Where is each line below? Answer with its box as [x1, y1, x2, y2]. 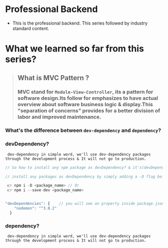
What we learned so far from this [5, 43, 144, 55]
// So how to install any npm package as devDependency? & [5, 165, 131, 170]
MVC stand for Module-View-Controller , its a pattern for [17, 89, 153, 96]
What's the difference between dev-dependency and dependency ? [5, 127, 161, 134]
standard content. [12, 25, 49, 31]
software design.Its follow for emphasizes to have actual [17, 95, 158, 102]
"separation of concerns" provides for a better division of [17, 107, 160, 114]
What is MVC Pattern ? [17, 74, 89, 82]
